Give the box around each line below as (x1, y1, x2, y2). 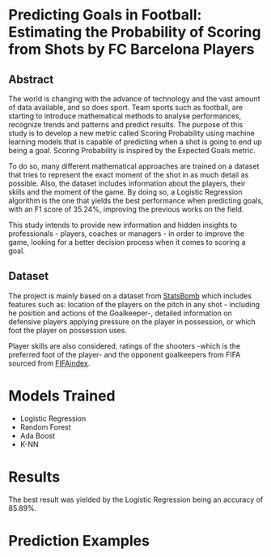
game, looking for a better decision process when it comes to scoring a (8, 238, 246, 246)
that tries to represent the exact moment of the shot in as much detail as (8, 170, 249, 179)
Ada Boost (19, 431, 55, 440)
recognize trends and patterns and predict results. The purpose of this (8, 120, 243, 129)
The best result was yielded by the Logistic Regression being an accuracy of (8, 495, 264, 504)
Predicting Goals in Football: (8, 6, 202, 24)
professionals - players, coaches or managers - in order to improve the (8, 229, 245, 238)
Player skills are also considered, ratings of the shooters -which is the (8, 341, 241, 350)
